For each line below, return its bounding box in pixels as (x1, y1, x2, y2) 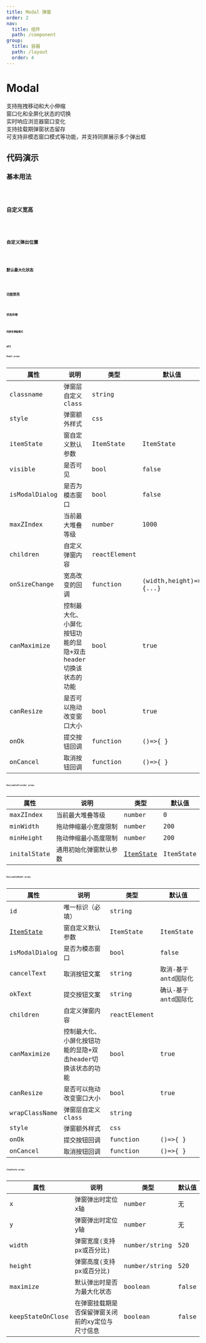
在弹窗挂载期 (74, 1299, 112, 1307)
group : (6, 37, 23, 44)
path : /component (12, 32, 56, 38)
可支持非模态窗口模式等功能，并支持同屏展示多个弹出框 (6, 133, 146, 140)
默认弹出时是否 (74, 1279, 118, 1287)
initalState (9, 850, 50, 858)
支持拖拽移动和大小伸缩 (6, 102, 66, 109)
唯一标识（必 (63, 903, 101, 911)
